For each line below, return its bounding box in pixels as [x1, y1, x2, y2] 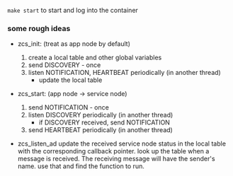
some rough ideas [7, 23, 71, 33]
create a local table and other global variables [28, 53, 162, 62]
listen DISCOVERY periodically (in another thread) [28, 111, 174, 119]
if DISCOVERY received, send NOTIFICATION [38, 118, 170, 127]
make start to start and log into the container [7, 6, 138, 14]
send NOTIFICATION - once [28, 103, 110, 112]
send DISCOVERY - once [28, 61, 101, 69]
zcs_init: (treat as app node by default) [17, 40, 131, 48]
